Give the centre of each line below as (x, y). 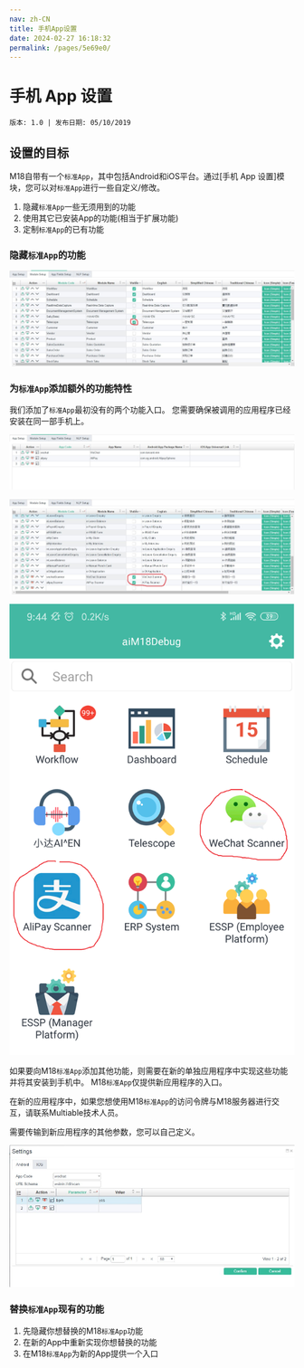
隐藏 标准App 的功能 (47, 255)
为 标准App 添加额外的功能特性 (71, 389)
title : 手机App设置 (43, 28)
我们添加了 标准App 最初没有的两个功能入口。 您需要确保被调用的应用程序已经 (150, 410)
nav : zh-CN (30, 19)
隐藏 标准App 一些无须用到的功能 (79, 207)
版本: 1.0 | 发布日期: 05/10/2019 (70, 123)
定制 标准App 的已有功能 (63, 229)
